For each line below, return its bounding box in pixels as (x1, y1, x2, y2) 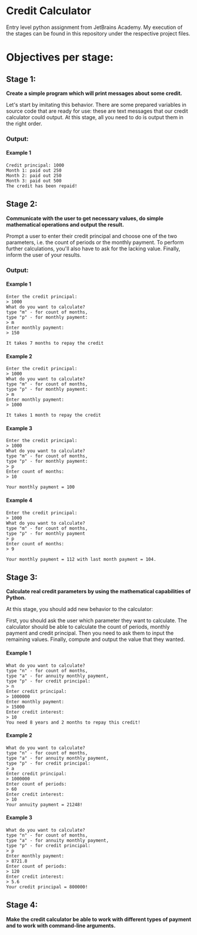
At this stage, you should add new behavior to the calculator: (6, 606, 153, 613)
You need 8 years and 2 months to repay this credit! (6, 719, 141, 725)
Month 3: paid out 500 (6, 178, 62, 184)
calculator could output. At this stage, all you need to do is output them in (6, 113, 184, 120)
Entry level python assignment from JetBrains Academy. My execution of (6, 24, 183, 31)
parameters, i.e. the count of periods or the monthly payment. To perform (6, 238, 184, 246)
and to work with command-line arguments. (6, 922, 116, 929)
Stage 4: (6, 900, 38, 910)
